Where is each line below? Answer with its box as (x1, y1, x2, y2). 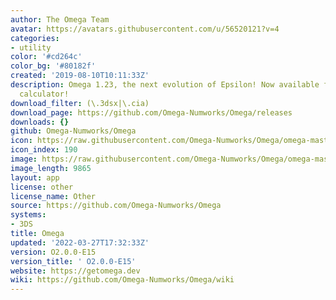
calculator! (19, 89, 70, 99)
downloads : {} (10, 117, 70, 127)
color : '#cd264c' (10, 52, 83, 62)
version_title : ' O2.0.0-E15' (10, 256, 137, 266)
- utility (10, 42, 52, 53)
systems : (10, 210, 47, 220)
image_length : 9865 (10, 163, 92, 173)
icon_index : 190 (10, 145, 78, 155)
